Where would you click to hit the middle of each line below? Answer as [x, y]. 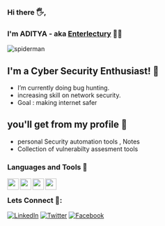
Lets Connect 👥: [35, 201]
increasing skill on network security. [69, 95]
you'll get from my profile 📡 [67, 125]
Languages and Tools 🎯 [47, 167]
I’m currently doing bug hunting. [63, 88]
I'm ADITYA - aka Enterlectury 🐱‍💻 [65, 34]
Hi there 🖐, [27, 12]
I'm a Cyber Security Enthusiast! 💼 [83, 71]
